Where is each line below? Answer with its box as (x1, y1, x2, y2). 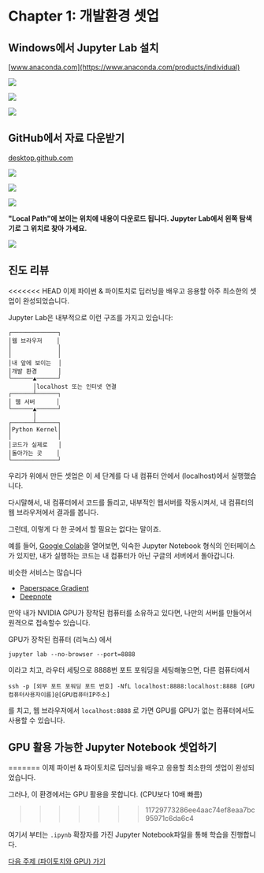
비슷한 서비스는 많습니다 (8, 567, 83, 576)
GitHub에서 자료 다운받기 (8, 132, 125, 145)
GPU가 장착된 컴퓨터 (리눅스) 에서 (8, 634, 113, 644)
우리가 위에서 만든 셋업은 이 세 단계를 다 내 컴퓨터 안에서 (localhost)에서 (8, 471, 230, 480)
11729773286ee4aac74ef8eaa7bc (145, 805, 256, 815)
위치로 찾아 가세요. (30, 223, 87, 233)
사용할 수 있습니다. (8, 715, 65, 725)
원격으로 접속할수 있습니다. (8, 617, 91, 627)
